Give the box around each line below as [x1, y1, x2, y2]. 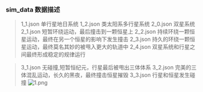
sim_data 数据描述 [6, 5, 61, 13]
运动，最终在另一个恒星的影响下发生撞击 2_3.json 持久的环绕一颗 [26, 35, 190, 43]
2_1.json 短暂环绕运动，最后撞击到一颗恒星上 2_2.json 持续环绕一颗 [20, 28, 190, 35]
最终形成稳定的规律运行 [26, 51, 86, 58]
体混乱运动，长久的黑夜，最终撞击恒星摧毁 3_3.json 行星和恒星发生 [20, 71, 190, 79]
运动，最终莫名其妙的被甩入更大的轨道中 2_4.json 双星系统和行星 [26, 43, 190, 51]
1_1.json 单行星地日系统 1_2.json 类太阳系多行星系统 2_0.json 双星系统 [20, 20, 196, 28]
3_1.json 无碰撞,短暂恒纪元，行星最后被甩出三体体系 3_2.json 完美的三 [20, 64, 197, 71]
